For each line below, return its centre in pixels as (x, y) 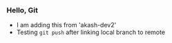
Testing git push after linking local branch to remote (91, 32)
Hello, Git (22, 10)
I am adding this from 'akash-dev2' (66, 25)
